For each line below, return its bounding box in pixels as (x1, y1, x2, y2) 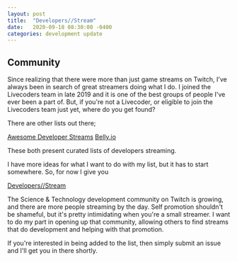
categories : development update (7, 30, 103, 38)
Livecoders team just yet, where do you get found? (7, 106, 156, 114)
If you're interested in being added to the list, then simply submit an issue (7, 239, 221, 248)
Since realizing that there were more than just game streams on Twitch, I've (7, 75, 228, 84)
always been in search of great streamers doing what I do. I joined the (7, 83, 211, 91)
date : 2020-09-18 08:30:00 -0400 (7, 23, 112, 30)
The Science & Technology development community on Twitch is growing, (7, 195, 224, 204)
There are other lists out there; (7, 119, 96, 127)
